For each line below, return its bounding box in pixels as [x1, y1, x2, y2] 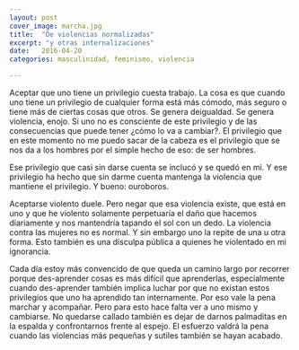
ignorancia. [9, 246, 51, 257]
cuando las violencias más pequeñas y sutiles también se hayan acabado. [9, 330, 283, 341]
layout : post [9, 13, 58, 22]
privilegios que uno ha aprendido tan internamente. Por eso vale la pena [9, 293, 277, 302]
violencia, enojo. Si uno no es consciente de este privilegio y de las [9, 116, 258, 127]
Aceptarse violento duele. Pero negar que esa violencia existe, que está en [9, 198, 286, 209]
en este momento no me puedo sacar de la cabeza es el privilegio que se [9, 136, 280, 145]
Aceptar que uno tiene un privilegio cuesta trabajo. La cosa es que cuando [9, 87, 286, 98]
